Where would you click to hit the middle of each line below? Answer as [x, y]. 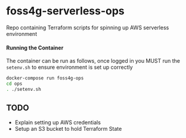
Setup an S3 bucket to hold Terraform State [68, 128]
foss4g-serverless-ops [66, 11]
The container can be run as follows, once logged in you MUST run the [93, 61]
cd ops [14, 84]
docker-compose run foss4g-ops [45, 78]
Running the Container [35, 47]
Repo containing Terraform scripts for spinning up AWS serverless [88, 27]
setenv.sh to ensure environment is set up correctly [69, 68]
